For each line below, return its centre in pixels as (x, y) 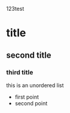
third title (20, 72)
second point (31, 103)
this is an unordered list (35, 85)
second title (29, 55)
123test (15, 9)
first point (27, 97)
